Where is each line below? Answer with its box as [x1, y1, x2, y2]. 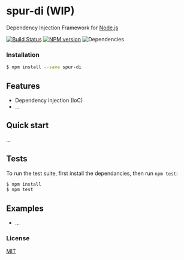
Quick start [6, 120, 49, 131]
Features [6, 81, 40, 91]
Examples [6, 203, 44, 213]
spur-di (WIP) [6, 4, 75, 18]
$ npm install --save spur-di [6, 64, 82, 70]
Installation [6, 50, 40, 59]
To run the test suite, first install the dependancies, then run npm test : [6, 170, 178, 177]
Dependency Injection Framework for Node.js [6, 24, 119, 31]
